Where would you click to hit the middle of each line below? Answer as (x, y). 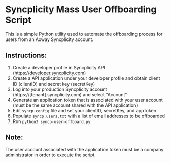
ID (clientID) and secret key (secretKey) (54, 84)
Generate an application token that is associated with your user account (88, 100)
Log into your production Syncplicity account (60, 89)
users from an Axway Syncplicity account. (49, 39)
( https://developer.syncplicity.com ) (49, 73)
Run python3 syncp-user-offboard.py (52, 121)
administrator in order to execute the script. (51, 155)
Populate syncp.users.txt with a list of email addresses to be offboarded (89, 116)
